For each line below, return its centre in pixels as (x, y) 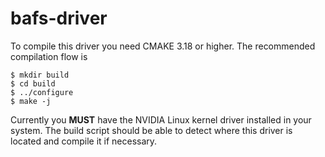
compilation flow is (49, 56)
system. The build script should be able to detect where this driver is (151, 130)
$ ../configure (42, 92)
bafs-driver (59, 18)
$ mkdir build (40, 75)
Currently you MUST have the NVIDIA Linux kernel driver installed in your (161, 119)
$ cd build (33, 83)
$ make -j (31, 101)
